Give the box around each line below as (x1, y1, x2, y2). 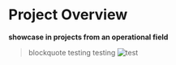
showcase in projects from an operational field (8, 32, 169, 42)
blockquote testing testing (28, 47, 116, 57)
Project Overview (8, 6, 128, 24)
